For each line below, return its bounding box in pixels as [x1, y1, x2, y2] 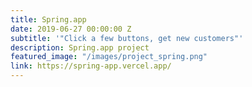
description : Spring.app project [10, 42, 150, 53]
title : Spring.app [10, 14, 87, 25]
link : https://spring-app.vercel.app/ [10, 61, 172, 71]
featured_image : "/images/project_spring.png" [10, 52, 208, 62]
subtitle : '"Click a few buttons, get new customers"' [10, 33, 244, 43]
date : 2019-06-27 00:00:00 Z [10, 24, 132, 34]
